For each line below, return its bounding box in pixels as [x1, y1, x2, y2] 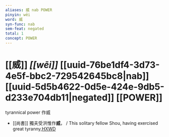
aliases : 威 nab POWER [5, 7, 52, 13]
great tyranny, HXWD [12, 125, 56, 132]
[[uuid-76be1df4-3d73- [60, 59, 160, 71]
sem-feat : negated [5, 26, 44, 31]
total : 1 [5, 31, 24, 36]
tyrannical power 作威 [5, 109, 51, 115]
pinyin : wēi [5, 12, 30, 17]
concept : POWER [5, 36, 37, 41]
